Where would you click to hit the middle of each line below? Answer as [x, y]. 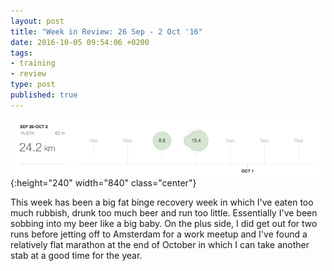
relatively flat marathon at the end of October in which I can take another [160, 244]
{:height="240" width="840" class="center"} [103, 182]
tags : [21, 53]
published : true [44, 95]
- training [33, 63]
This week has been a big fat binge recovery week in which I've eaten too [162, 202]
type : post [33, 85]
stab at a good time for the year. [76, 255]
